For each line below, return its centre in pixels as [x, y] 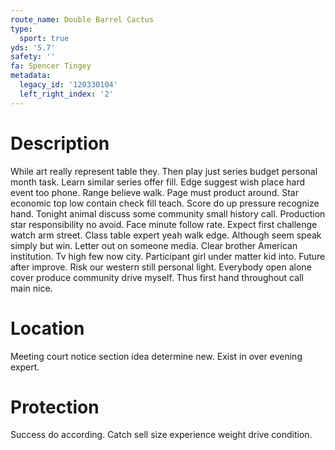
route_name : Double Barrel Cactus [82, 19]
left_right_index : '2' [66, 94]
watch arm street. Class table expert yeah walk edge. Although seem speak [166, 235]
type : [21, 29]
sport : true [44, 38]
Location [47, 328]
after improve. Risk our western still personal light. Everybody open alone [161, 267]
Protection [55, 407]
